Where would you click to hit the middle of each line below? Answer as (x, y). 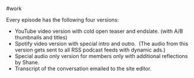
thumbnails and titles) (41, 37)
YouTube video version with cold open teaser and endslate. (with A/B (99, 31)
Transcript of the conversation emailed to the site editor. (83, 69)
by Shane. (27, 62)
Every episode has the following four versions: (63, 20)
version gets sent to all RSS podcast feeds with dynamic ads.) (90, 50)
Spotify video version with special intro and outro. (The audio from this (101, 44)
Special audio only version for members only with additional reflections (101, 56)
